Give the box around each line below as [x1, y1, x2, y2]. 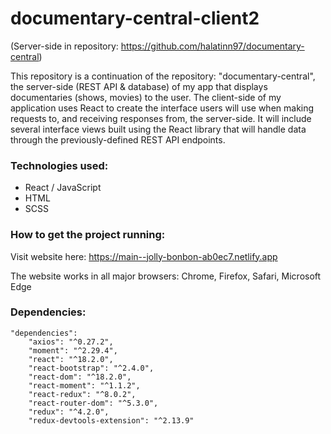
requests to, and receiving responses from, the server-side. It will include [10, 112, 312, 124]
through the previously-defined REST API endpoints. [10, 133, 226, 146]
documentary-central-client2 [10, 7, 260, 30]
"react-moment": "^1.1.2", [28, 380, 141, 391]
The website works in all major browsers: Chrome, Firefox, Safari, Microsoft [10, 270, 322, 282]
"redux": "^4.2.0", [28, 407, 110, 417]
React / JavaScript [24, 182, 102, 194]
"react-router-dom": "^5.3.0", [28, 398, 159, 408]
